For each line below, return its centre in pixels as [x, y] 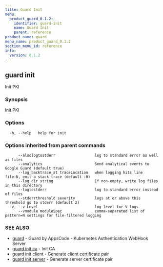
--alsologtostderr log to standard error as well [88, 156]
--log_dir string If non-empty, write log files [88, 181]
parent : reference [32, 32]
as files [14, 160]
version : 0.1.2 [25, 55]
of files [14, 194]
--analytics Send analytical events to [84, 164]
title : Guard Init [24, 10]
